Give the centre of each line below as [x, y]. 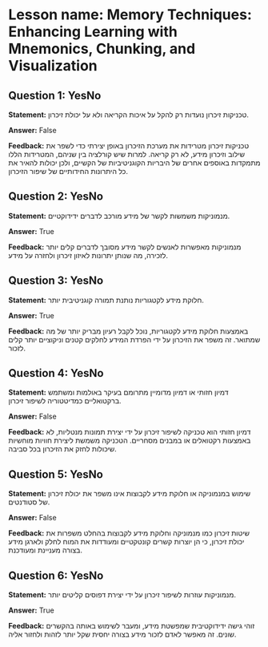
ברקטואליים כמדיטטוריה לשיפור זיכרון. [65, 401]
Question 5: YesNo [56, 474]
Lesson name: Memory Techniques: [130, 15]
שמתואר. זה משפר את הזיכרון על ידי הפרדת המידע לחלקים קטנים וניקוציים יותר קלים [134, 339]
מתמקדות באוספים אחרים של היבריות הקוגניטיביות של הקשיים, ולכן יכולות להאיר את [134, 163]
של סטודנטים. [29, 502]
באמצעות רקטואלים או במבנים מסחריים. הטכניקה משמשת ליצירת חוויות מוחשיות [130, 441]
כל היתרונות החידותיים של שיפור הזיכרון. [68, 171]
